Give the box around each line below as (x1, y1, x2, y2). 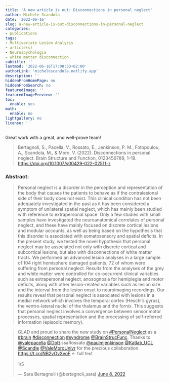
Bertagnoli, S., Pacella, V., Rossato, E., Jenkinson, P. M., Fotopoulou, (17, 144, 160, 150)
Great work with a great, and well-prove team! (5, 134, 101, 140)
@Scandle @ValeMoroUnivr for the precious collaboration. (17, 345, 140, 351)
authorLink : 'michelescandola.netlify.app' (5, 69, 99, 74)
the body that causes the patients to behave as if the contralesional (17, 189, 158, 196)
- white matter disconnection (5, 54, 69, 60)
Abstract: (5, 173, 29, 180)
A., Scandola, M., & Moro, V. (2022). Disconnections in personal (17, 149, 151, 156)
